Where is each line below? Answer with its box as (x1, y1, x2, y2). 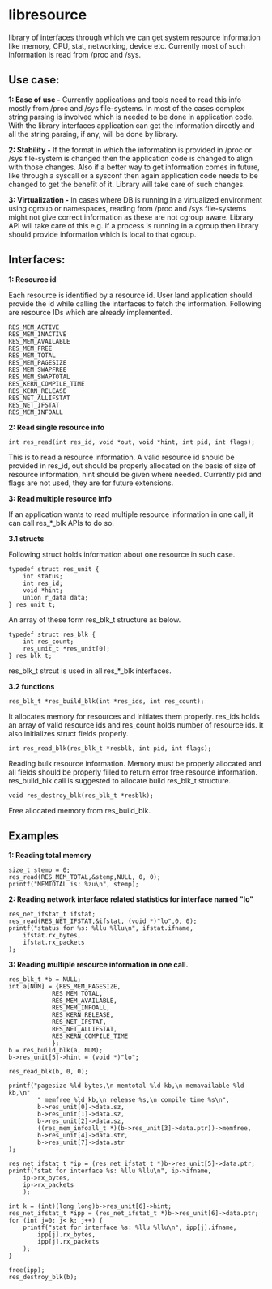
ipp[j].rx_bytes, (37, 1231, 96, 1239)
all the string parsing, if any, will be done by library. (8, 129, 179, 139)
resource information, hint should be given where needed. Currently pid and (8, 469, 262, 479)
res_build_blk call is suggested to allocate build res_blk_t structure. (8, 775, 232, 785)
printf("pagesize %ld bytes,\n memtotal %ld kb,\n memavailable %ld (8, 1082, 244, 1091)
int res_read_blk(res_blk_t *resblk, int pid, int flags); (8, 744, 212, 753)
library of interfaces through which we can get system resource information (8, 32, 261, 42)
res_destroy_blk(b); (8, 1274, 79, 1282)
